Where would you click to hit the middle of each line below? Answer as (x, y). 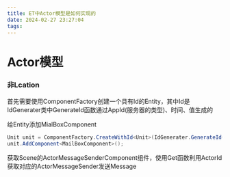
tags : (15, 26)
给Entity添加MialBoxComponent (52, 124)
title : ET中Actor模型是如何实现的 (52, 13)
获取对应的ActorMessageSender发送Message (72, 166)
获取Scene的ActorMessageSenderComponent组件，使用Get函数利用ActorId (115, 157)
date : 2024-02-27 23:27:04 (46, 20)
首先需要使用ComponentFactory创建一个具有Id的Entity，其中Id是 (99, 101)
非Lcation (23, 85)
